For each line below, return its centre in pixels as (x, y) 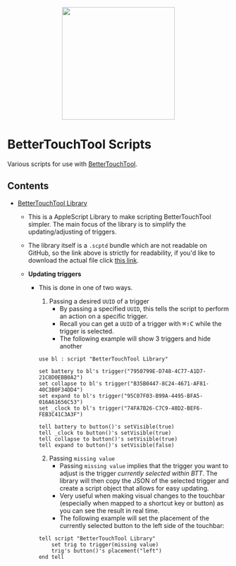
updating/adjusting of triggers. (72, 232)
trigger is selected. (87, 331)
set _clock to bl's (67, 408)
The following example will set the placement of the (135, 518)
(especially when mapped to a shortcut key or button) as (142, 503)
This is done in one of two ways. (86, 287)
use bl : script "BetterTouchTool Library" (103, 359)
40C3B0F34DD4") (61, 390)
